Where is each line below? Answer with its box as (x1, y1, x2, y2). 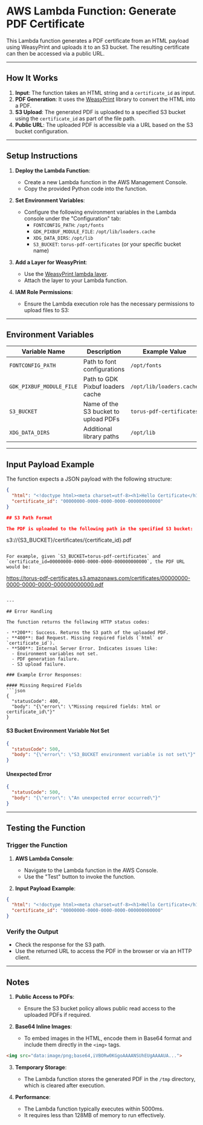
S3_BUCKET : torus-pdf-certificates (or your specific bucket (33, 240, 181, 248)
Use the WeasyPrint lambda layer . (24, 270, 109, 277)
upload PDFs (83, 415, 120, 423)
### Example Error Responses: (6, 672, 83, 678)
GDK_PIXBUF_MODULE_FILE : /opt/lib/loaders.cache (33, 228, 156, 235)
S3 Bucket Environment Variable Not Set (6, 727, 110, 734)
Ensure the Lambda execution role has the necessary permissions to (24, 300, 195, 307)
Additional (83, 425, 112, 433)
